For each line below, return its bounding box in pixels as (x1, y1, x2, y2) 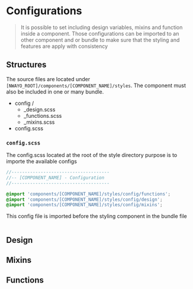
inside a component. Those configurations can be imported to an (20, 30, 179, 37)
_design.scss (23, 105, 56, 113)
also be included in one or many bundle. (6, 88, 104, 95)
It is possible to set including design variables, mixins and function (20, 24, 183, 31)
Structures (6, 60, 47, 70)
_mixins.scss (23, 118, 55, 126)
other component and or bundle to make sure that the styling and (20, 36, 180, 43)
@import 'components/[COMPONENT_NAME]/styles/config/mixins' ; (6, 202, 163, 208)
